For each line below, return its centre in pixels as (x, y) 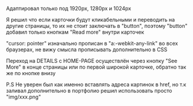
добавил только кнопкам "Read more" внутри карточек (75, 32)
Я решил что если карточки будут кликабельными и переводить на (90, 20)
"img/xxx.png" (23, 97)
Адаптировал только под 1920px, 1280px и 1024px (69, 8)
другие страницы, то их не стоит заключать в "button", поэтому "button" (97, 26)
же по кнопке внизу (31, 73)
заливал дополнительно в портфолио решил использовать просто (89, 91)
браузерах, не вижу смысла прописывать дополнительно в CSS (87, 50)
